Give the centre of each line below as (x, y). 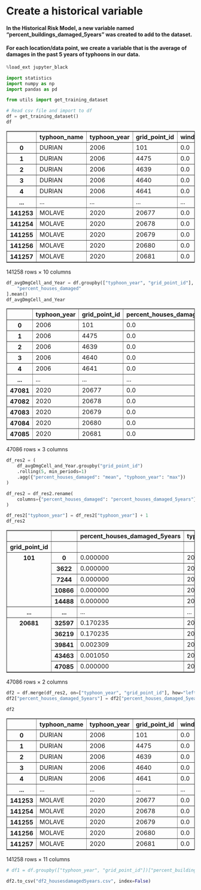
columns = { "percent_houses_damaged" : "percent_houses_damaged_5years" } (107, 499)
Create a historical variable (75, 11)
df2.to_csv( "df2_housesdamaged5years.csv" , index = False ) (79, 881)
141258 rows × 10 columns (39, 272)
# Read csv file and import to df (49, 111)
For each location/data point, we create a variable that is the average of (97, 48)
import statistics (29, 78)
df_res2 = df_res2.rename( (40, 493)
